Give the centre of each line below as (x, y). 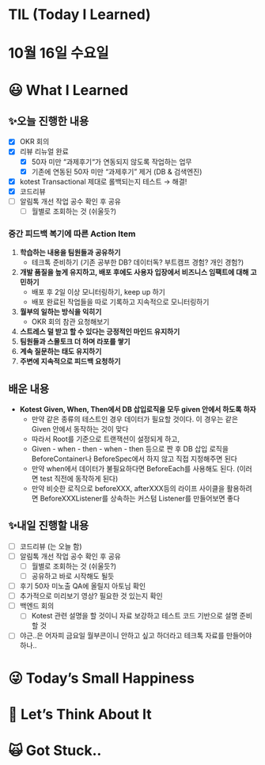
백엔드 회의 (37, 606)
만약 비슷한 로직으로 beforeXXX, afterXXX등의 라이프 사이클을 (128, 488)
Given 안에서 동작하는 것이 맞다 (80, 428)
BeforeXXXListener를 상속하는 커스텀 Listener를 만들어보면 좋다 (140, 498)
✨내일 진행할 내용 (49, 525)
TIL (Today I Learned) (80, 15)
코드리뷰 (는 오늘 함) (51, 546)
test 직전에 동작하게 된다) (79, 478)
